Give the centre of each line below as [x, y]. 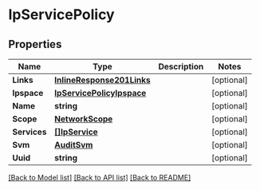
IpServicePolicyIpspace [100, 93]
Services [30, 132]
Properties [35, 44]
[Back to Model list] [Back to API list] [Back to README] [100, 178]
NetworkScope [84, 119]
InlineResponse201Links [102, 80]
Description [181, 67]
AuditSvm [74, 145]
